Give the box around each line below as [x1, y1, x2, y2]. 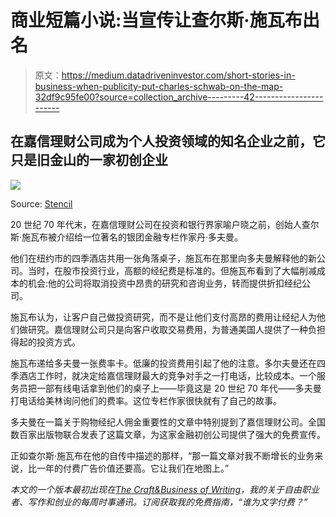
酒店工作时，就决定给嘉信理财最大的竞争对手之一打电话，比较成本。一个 [18, 369, 317, 381]
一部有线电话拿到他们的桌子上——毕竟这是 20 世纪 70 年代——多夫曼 [36, 382, 322, 394]
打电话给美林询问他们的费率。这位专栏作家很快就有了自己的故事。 [10, 394, 282, 406]
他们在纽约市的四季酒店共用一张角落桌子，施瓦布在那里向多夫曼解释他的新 [10, 252, 317, 264]
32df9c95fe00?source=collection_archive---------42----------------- [34, 91, 324, 103]
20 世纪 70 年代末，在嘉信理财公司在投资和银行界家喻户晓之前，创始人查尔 [10, 218, 320, 230]
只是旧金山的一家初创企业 [10, 152, 168, 169]
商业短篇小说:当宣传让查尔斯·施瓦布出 [10, 9, 320, 32]
